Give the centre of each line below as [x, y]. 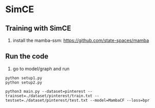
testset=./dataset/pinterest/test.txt [47, 100]
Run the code [27, 56]
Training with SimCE [38, 28]
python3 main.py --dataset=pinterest [46, 91]
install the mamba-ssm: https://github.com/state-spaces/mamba [81, 40]
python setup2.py [24, 83]
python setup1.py [24, 78]
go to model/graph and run [41, 69]
